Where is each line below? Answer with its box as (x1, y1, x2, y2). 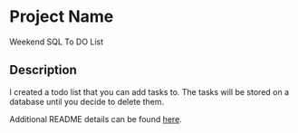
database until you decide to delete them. (9, 96, 165, 107)
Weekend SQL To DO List (9, 36, 104, 47)
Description (9, 62, 77, 78)
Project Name (9, 6, 114, 27)
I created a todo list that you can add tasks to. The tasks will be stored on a (9, 86, 290, 97)
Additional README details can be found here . (9, 113, 183, 124)
